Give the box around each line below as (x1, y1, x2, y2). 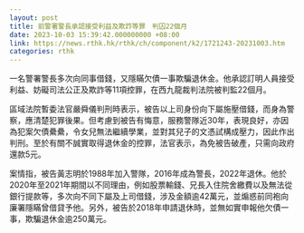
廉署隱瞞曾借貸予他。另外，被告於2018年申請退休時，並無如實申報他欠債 (9, 202, 281, 213)
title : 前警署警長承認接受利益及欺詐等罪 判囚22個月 (9, 22, 188, 31)
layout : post (9, 13, 59, 23)
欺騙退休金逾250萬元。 (24, 214, 111, 225)
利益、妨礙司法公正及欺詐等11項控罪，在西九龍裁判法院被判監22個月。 (9, 84, 271, 95)
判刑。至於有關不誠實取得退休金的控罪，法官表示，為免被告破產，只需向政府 (9, 138, 295, 149)
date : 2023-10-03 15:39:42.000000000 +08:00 (9, 30, 180, 39)
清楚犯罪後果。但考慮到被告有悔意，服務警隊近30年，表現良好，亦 (33, 115, 281, 126)
